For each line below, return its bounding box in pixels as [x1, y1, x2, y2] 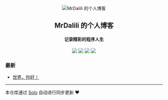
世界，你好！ [12, 74, 39, 80]
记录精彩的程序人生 [64, 36, 104, 42]
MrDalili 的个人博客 [54, 21, 114, 30]
